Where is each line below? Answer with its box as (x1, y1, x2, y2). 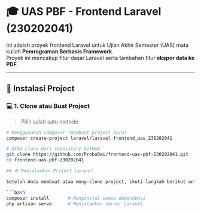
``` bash (6, 190, 26, 196)
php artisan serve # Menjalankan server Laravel (6, 200, 144, 207)
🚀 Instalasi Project (6, 83, 75, 94)
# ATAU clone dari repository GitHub (6, 146, 100, 152)
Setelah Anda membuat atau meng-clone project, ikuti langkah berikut (6, 178, 186, 185)
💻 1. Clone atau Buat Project (6, 102, 90, 110)
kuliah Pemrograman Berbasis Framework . (6, 47, 114, 55)
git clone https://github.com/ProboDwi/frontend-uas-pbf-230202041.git (6, 151, 188, 158)
